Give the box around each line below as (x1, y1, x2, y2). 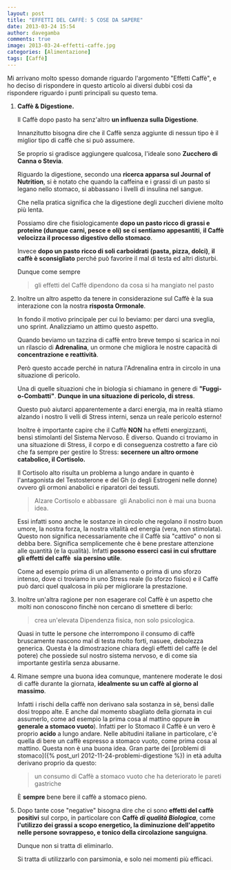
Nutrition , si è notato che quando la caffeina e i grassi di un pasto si (17, 177, 210, 186)
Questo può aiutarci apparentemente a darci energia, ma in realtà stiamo (17, 405, 223, 413)
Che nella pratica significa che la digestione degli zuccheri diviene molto (17, 198, 224, 206)
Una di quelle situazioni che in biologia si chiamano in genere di (17, 384, 198, 393)
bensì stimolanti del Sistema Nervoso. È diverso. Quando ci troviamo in (17, 433, 219, 442)
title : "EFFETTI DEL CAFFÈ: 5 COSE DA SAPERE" (7, 17, 143, 23)
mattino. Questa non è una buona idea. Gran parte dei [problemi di (17, 744, 206, 752)
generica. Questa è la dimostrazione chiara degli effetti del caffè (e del (17, 644, 218, 652)
